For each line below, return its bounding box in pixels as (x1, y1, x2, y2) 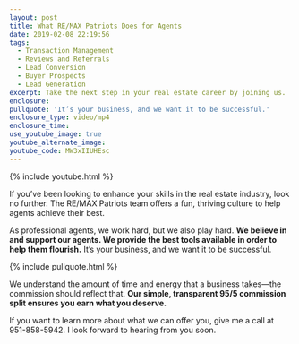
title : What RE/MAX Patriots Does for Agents (9, 21, 182, 30)
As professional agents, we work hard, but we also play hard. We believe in (9, 225, 287, 236)
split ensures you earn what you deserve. (9, 297, 167, 308)
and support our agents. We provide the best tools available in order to (9, 234, 278, 245)
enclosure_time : (9, 122, 70, 131)
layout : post (9, 13, 58, 22)
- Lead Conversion (17, 64, 87, 73)
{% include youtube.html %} (9, 171, 114, 182)
